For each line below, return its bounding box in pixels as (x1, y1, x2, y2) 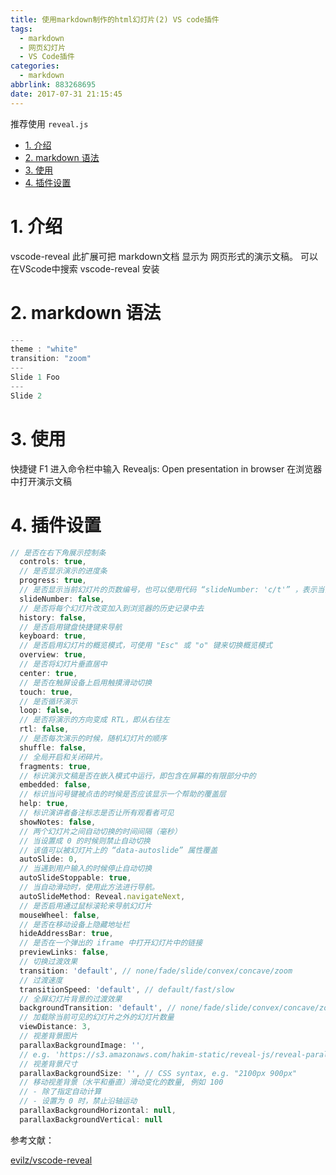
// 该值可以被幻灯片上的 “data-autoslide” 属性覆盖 (19, 845, 218, 855)
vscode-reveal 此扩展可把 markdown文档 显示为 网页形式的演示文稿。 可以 (10, 250, 319, 262)
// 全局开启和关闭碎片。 (19, 752, 108, 762)
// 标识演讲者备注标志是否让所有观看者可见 (19, 808, 175, 818)
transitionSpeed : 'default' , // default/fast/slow (19, 984, 235, 995)
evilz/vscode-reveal (10, 1154, 93, 1166)
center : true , (19, 668, 78, 678)
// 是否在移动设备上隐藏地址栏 (19, 919, 130, 930)
